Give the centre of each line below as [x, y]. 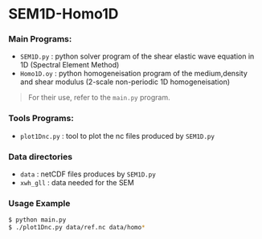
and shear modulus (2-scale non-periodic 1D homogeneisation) [125, 82]
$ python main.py [37, 220]
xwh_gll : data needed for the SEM [77, 183]
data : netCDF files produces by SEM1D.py [88, 174]
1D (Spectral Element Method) [70, 65]
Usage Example [39, 203]
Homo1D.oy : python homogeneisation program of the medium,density [133, 74]
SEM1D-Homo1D [63, 14]
